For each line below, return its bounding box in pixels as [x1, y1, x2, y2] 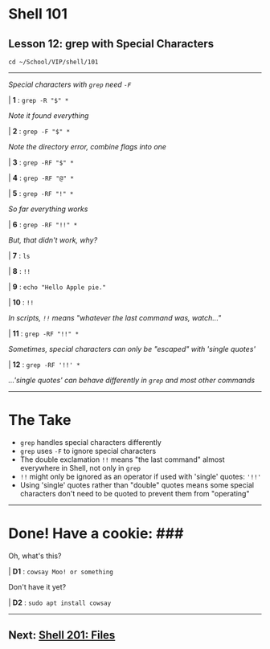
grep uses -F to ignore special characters [19, 446, 157, 455]
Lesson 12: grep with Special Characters [8, 37, 215, 51]
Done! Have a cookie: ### [8, 525, 184, 543]
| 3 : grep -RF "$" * [8, 157, 74, 167]
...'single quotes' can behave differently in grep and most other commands [8, 375, 256, 385]
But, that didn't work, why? [8, 235, 98, 245]
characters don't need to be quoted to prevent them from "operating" [19, 488, 250, 498]
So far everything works [8, 204, 88, 214]
